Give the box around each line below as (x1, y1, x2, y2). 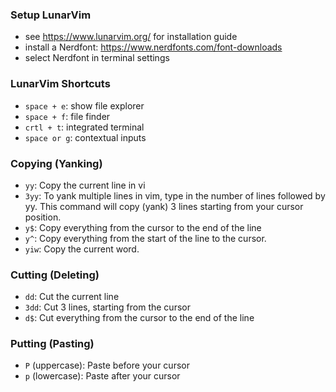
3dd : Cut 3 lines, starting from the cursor (24, 301, 191, 313)
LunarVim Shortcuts (10, 77, 111, 91)
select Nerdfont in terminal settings (24, 52, 170, 64)
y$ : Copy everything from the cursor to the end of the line (24, 221, 262, 233)
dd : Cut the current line (24, 291, 120, 303)
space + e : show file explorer (24, 99, 145, 112)
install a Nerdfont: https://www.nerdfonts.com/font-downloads (24, 41, 283, 53)
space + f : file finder (24, 110, 111, 122)
